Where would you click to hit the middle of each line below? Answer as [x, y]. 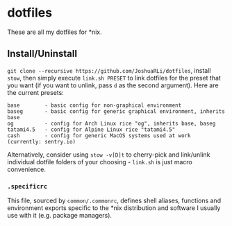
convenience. [27, 169]
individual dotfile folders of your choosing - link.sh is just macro [100, 162]
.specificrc [27, 186]
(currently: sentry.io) [42, 141]
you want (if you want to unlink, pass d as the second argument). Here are [113, 85]
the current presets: [35, 92]
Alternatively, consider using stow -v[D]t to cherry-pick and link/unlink [109, 155]
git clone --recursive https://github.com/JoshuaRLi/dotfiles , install [109, 70]
